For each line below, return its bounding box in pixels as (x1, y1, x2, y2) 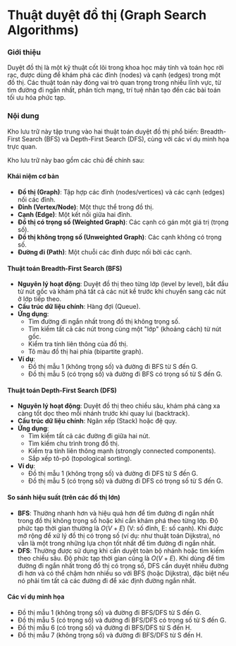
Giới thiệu (7, 47, 41, 57)
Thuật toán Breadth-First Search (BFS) (7, 264, 123, 272)
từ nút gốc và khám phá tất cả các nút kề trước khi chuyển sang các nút (17, 287, 226, 296)
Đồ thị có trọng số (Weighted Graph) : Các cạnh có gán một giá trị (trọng (17, 218, 229, 226)
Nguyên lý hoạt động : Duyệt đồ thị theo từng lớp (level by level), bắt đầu (17, 280, 229, 288)
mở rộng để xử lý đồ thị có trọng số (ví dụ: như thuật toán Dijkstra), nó (17, 531, 221, 540)
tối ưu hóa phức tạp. (7, 93, 66, 102)
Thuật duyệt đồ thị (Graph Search (7, 7, 206, 23)
